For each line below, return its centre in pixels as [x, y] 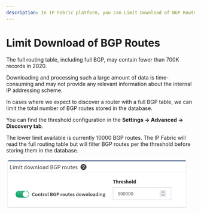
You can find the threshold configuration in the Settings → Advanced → [95, 120]
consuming [20, 84]
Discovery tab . [25, 126]
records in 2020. [27, 66]
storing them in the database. [42, 150]
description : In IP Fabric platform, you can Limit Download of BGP [93, 13]
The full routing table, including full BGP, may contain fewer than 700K [93, 59]
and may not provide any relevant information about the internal [113, 84]
